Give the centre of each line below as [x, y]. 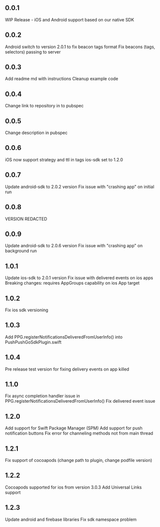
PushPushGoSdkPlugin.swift [33, 342]
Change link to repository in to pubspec [44, 106]
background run [21, 251]
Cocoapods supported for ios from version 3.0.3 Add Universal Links [73, 487]
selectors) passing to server [33, 52]
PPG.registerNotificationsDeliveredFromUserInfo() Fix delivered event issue [80, 401]
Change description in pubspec [36, 133]
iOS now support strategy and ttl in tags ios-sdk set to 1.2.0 [64, 159]
